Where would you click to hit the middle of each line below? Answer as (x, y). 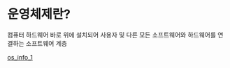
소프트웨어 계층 (46, 43)
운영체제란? (39, 14)
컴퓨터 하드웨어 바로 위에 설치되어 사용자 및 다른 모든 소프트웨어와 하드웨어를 (112, 35)
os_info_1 (20, 57)
